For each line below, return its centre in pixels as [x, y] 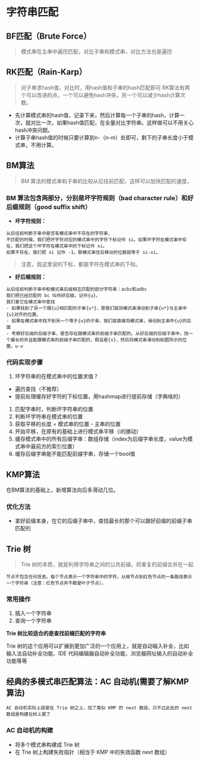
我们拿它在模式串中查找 [31, 302]
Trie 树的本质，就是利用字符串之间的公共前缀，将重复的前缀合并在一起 [107, 564]
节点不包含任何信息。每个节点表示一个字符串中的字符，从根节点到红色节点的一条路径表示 [99, 577]
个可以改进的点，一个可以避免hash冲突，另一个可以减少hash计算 [100, 95]
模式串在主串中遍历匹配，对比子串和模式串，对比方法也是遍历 [96, 52]
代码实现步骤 [25, 362]
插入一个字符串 [33, 613]
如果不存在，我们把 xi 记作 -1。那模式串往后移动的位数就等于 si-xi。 [83, 252]
